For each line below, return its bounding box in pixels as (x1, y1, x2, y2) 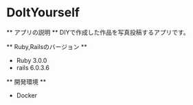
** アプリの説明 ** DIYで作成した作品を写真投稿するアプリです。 (6, 28, 190, 36)
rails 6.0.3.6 (16, 63, 49, 72)
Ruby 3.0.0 (16, 56, 47, 64)
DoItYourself (6, 5, 80, 20)
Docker (16, 91, 38, 100)
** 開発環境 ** (6, 77, 46, 86)
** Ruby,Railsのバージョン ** (6, 42, 87, 50)
